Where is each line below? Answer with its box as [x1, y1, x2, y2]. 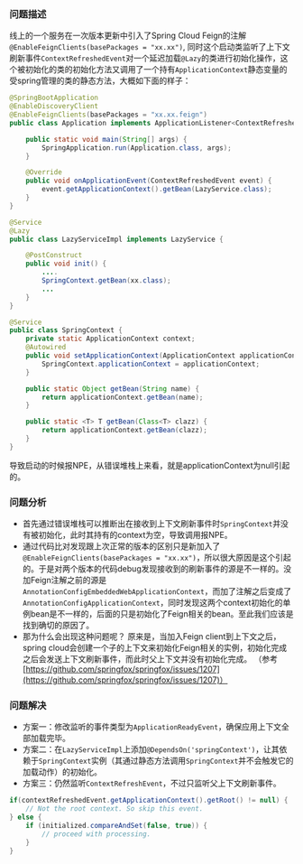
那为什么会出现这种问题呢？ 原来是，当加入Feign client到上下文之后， [22, 631, 281, 642]
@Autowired [25, 343, 67, 352]
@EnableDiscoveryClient [9, 102, 99, 111]
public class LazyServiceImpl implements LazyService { [9, 235, 224, 244]
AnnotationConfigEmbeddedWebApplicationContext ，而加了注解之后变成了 [22, 586, 291, 597]
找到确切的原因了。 [22, 620, 95, 631]
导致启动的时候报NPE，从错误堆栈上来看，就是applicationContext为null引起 [9, 460, 290, 470]
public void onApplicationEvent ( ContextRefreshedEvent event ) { [25, 176, 272, 186]
